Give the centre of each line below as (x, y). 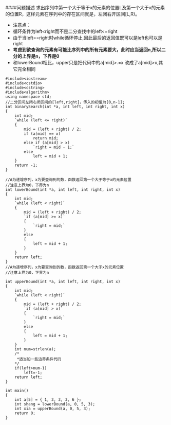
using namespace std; (28, 97)
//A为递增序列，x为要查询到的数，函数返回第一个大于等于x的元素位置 (69, 180)
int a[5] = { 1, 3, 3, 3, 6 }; (48, 400)
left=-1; (33, 373)
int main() (17, 391)
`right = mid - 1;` (53, 147)
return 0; (25, 413)
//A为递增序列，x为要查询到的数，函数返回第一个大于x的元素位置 (65, 267)
